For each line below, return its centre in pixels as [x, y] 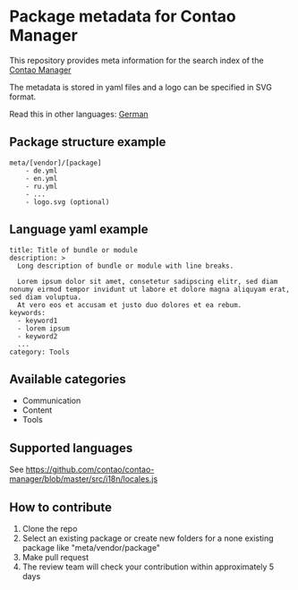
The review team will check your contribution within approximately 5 [148, 567]
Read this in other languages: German [79, 114]
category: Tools [39, 352]
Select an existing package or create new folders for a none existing [148, 538]
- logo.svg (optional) [68, 202]
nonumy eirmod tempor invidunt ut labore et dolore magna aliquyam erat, [150, 289]
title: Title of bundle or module [74, 250]
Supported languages [71, 448]
